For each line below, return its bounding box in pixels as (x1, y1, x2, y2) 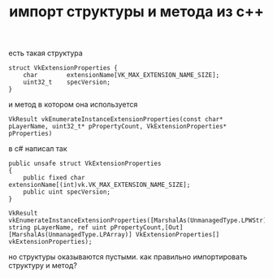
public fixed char (23, 174, 85, 182)
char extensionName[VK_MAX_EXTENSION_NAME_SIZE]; (23, 72, 220, 80)
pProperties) (8, 129, 53, 138)
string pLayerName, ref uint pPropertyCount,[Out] (8, 224, 184, 232)
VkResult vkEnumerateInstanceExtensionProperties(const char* (8, 115, 223, 124)
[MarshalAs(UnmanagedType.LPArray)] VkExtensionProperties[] (8, 231, 220, 239)
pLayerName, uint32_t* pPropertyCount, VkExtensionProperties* (8, 123, 227, 131)
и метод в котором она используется (8, 100, 138, 110)
